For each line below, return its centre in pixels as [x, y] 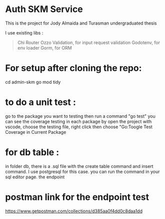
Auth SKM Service [44, 9]
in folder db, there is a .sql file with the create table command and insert [79, 166]
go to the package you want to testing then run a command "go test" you [80, 116]
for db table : [32, 152]
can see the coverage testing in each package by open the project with [78, 121]
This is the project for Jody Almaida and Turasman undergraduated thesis [81, 23]
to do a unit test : [41, 102]
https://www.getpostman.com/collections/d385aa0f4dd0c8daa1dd [74, 211]
